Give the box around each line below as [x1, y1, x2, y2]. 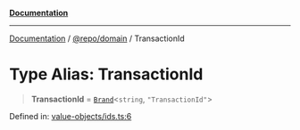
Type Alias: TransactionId [9, 64, 204, 85]
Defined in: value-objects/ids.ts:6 [9, 110, 132, 121]
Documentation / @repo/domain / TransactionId [9, 33, 185, 44]
